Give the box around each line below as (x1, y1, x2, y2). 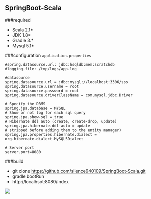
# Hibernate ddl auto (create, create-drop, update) (5, 119, 117, 124)
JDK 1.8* (12, 32, 31, 38)
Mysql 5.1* (12, 42, 35, 49)
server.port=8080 (5, 149, 41, 154)
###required (5, 17, 31, 23)
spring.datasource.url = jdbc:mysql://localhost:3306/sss (5, 79, 128, 84)
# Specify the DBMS (5, 101, 46, 106)
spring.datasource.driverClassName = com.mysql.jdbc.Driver (5, 92, 133, 98)
